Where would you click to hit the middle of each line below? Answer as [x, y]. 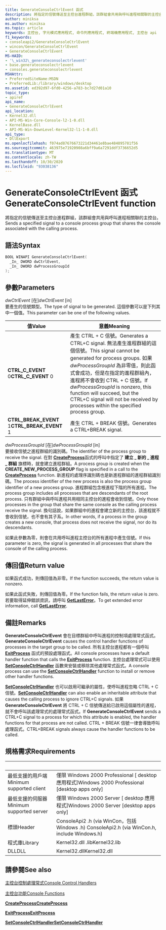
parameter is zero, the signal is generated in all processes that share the [79, 543]
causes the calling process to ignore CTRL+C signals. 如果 [64, 699]
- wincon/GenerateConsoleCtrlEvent [42, 47]
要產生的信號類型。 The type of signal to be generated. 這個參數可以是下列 [81, 307]
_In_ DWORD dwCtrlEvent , [35, 262]
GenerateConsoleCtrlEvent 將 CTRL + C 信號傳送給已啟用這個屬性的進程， [82, 705]
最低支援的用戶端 [28, 775]
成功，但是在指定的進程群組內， [117, 373]
